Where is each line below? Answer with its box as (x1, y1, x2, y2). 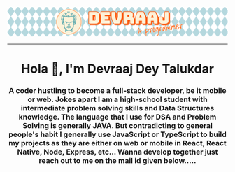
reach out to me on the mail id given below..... (38, 156, 197, 166)
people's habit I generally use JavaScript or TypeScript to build (8, 129, 227, 139)
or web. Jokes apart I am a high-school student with (27, 94, 208, 104)
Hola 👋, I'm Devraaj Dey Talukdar (20, 61, 215, 77)
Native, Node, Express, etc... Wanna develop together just (17, 147, 218, 157)
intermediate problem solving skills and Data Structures (20, 103, 215, 113)
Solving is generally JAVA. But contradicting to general (22, 121, 213, 131)
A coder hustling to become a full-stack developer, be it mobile (8, 86, 227, 96)
